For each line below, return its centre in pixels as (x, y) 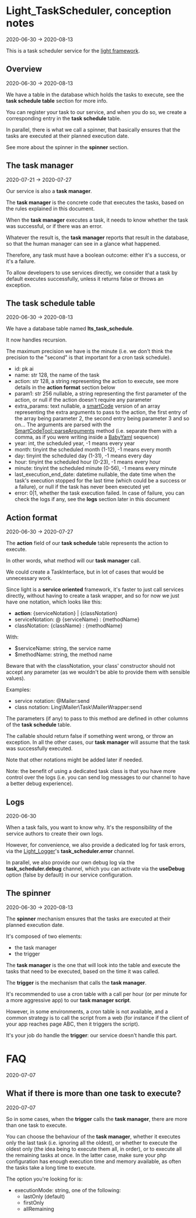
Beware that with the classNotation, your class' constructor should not (90, 666)
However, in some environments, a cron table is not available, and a (87, 1011)
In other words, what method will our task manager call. (73, 561)
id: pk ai (24, 369)
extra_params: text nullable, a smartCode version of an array (87, 406)
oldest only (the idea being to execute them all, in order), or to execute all (94, 1149)
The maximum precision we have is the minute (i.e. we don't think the (90, 351)
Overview (24, 69)
